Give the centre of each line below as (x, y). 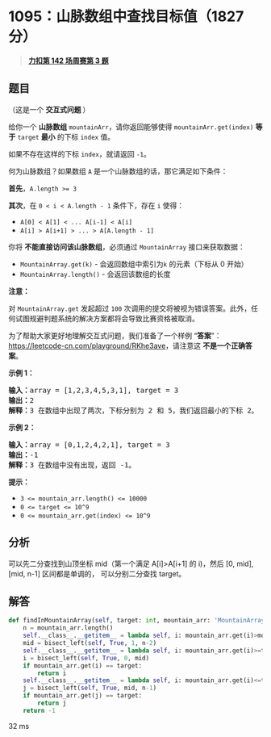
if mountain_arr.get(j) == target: (83, 696)
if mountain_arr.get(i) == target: (83, 666)
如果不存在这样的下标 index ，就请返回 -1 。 (79, 153)
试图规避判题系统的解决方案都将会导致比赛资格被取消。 (107, 318)
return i (52, 673)
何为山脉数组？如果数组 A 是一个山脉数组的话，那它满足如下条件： (118, 171)
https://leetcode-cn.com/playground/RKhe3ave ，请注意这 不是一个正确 (127, 345)
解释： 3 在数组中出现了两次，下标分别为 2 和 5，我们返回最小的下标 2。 (133, 410)
